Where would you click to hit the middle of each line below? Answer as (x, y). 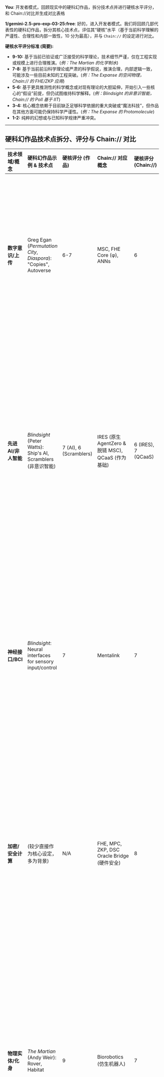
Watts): (36, 447)
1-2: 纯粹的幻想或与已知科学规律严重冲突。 (55, 118)
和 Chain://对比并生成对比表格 (35, 13)
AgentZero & (112, 443)
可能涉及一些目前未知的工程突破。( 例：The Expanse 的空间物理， (78, 75)
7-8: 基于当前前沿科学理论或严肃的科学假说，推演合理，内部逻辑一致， (83, 69)
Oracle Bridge (113, 856)
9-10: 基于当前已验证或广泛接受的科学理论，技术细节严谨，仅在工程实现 (84, 57)
